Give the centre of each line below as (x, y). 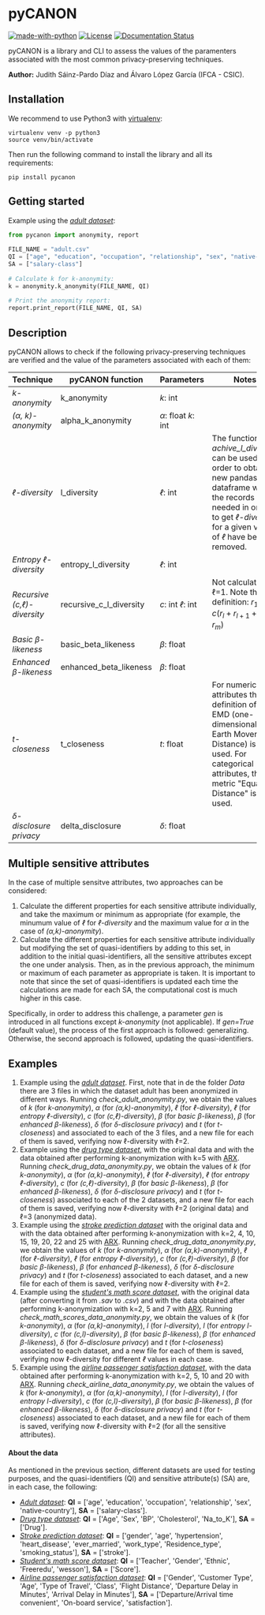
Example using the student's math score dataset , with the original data (134, 1292)
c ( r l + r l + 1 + (234, 614)
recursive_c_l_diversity (103, 604)
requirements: (31, 163)
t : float (172, 744)
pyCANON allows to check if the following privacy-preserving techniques (127, 351)
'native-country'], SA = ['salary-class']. (83, 1511)
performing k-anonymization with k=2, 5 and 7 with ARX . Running (126, 1309)
